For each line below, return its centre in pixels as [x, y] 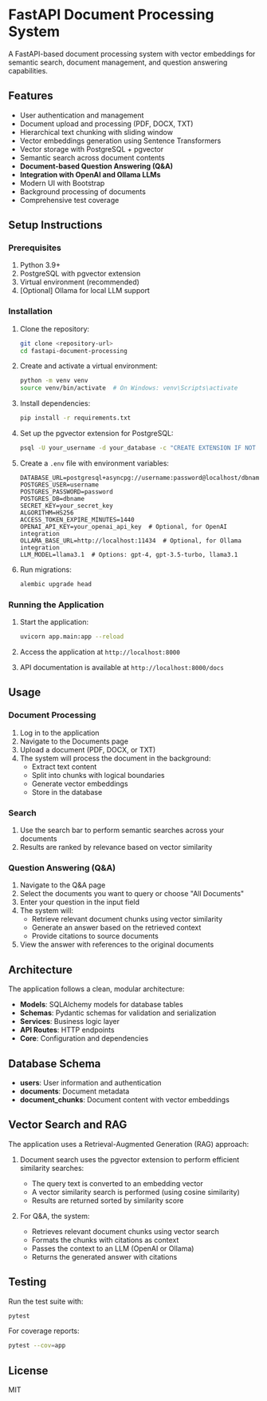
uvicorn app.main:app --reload [72, 637]
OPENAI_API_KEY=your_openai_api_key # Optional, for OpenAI [124, 526]
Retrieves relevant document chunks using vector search [125, 1231]
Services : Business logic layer [69, 1022]
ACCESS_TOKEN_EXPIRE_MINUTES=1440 [77, 520]
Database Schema [55, 1064]
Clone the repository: [55, 328]
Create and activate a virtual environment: [88, 366]
